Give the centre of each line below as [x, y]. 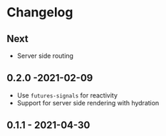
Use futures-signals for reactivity [67, 95]
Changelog [40, 12]
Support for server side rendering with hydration [88, 103]
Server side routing [45, 56]
